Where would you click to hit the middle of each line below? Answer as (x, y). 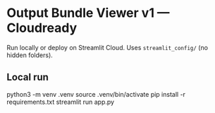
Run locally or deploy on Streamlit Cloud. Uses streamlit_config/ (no (107, 47)
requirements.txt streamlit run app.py (60, 102)
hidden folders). (30, 55)
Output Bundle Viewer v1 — (88, 13)
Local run (27, 77)
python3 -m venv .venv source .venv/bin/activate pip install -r (96, 94)
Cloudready (42, 28)
